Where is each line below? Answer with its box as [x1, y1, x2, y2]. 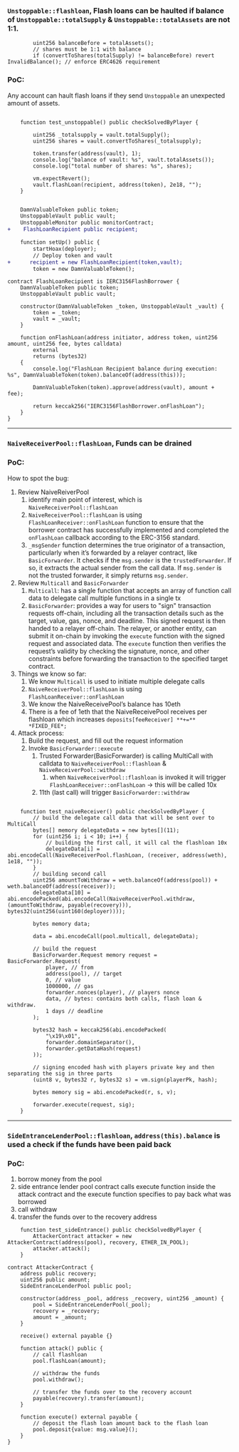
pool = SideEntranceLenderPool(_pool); [33, 1301, 152, 1308]
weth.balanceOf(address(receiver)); [7, 882, 116, 890]
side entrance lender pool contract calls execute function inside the [17, 1182, 216, 1190]
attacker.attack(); [33, 1245, 91, 1252]
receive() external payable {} [20, 1332, 113, 1339]
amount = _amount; [33, 1314, 87, 1321]
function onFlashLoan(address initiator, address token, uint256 [20, 334, 218, 341]
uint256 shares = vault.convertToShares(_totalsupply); [33, 138, 202, 145]
